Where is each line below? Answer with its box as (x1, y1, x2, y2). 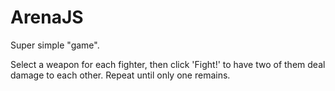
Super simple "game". (10, 39, 100, 51)
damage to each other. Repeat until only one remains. (10, 69, 231, 81)
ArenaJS (10, 6, 84, 29)
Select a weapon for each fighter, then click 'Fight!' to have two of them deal (10, 58, 326, 70)
